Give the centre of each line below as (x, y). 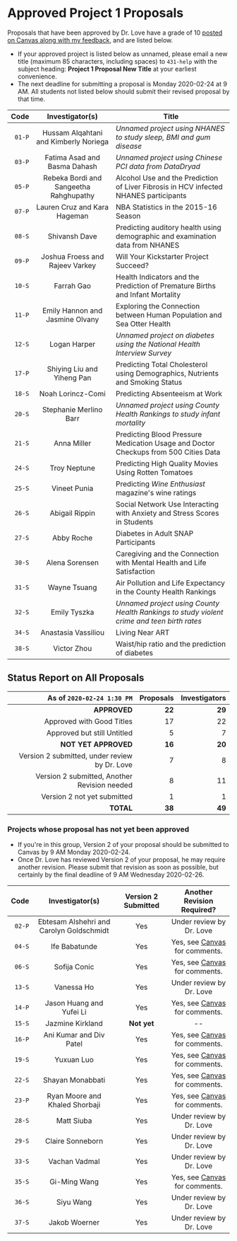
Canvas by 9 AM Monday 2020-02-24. (74, 852)
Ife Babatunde (74, 947)
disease (129, 146)
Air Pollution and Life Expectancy (170, 583)
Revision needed (105, 785)
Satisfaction (135, 571)
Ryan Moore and (74, 1096)
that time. (31, 99)
